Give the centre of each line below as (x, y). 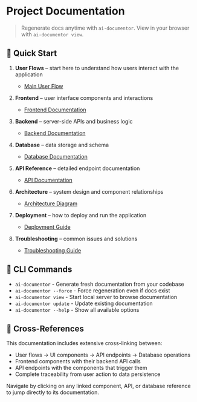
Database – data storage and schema (62, 145)
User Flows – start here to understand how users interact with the (97, 68)
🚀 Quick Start (32, 54)
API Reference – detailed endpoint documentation (77, 168)
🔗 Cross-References (45, 328)
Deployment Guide (47, 227)
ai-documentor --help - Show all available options (77, 309)
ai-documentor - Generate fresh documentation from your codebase (99, 284)
